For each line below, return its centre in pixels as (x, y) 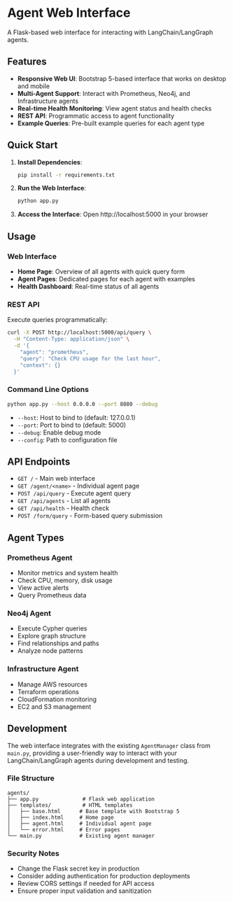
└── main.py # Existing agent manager (81, 836)
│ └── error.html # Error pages (64, 830)
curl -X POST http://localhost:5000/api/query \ (79, 333)
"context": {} (40, 365)
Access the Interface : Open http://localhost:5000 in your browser (113, 214)
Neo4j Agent (29, 614)
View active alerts (43, 588)
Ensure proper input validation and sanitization (84, 891)
